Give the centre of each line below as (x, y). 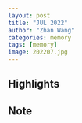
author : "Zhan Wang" (42, 30)
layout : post (29, 15)
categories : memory (40, 37)
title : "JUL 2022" (38, 23)
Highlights (34, 84)
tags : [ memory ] (33, 45)
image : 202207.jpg (38, 52)
